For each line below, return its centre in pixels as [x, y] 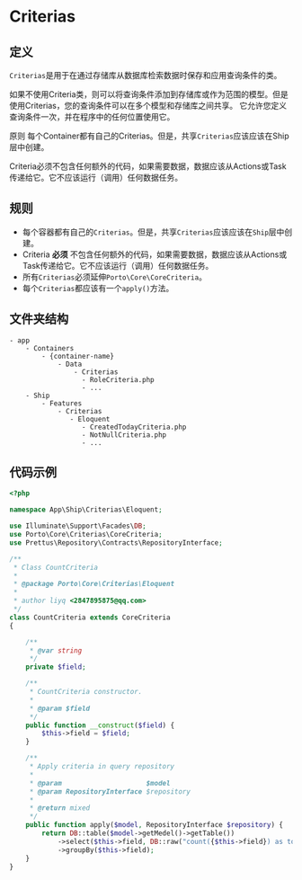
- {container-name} [78, 356]
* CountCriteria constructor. [86, 692]
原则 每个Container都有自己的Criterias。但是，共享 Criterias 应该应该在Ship [149, 136]
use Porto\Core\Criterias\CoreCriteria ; [86, 535]
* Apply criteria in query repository [102, 767]
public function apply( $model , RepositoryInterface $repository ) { [154, 825]
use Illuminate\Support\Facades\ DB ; [78, 526]
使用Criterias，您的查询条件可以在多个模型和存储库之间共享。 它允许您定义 [148, 106]
